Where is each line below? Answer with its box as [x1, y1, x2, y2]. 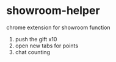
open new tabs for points [15, 42, 78, 49]
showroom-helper [6, 4, 100, 18]
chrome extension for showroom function [6, 24, 111, 31]
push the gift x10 [15, 35, 57, 43]
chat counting [15, 48, 51, 55]
